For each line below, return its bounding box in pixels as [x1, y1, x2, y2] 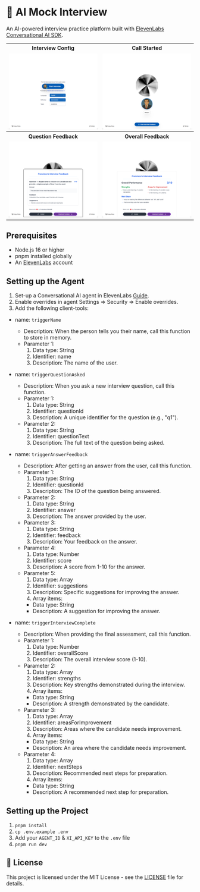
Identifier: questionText [32, 433, 89, 440]
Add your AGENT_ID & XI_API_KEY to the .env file [14, 834, 130, 841]
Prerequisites [6, 231, 57, 241]
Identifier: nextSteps [32, 764, 83, 771]
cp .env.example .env [14, 829, 68, 835]
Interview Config [32, 45, 74, 52]
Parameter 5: [23, 570, 56, 577]
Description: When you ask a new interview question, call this [23, 382, 174, 390]
